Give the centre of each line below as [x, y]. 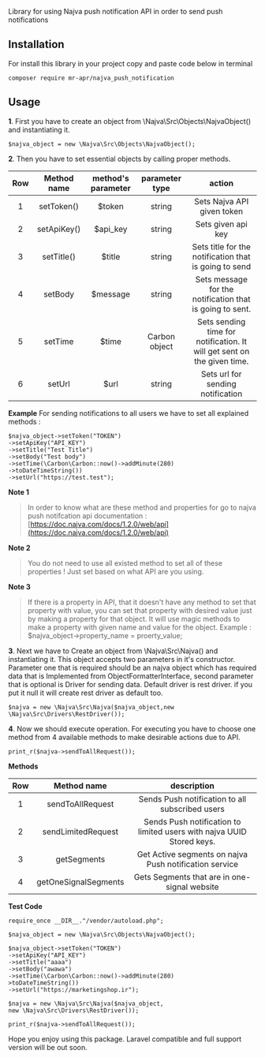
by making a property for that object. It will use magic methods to [134, 619]
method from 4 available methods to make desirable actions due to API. [124, 737]
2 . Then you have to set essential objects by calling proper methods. [119, 159]
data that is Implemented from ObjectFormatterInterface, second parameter [131, 676]
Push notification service [192, 864]
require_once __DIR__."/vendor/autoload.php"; [86, 921]
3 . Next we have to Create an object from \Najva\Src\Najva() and [113, 651]
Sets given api [222, 224]
